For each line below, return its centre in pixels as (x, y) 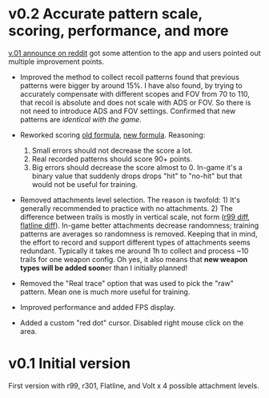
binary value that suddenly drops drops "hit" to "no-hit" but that (137, 176)
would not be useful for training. (84, 184)
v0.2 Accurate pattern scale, (105, 14)
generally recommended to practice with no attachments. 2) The (126, 208)
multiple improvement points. (56, 62)
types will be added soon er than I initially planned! (104, 268)
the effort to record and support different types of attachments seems (135, 242)
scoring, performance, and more (118, 31)
